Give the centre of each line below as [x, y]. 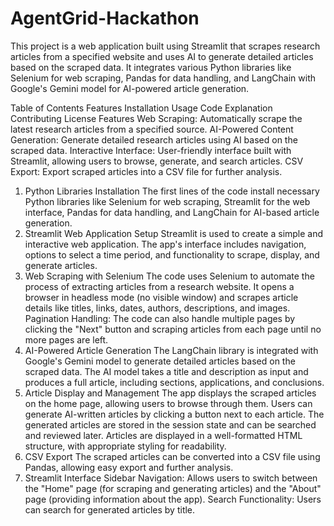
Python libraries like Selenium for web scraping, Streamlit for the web [167, 201]
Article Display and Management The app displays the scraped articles [170, 393]
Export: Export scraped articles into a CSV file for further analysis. [146, 171]
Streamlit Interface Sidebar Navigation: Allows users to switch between [171, 478]
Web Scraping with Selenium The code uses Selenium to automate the [169, 276]
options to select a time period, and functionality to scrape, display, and [172, 254]
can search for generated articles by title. [110, 509]
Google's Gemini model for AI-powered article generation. [130, 88]
